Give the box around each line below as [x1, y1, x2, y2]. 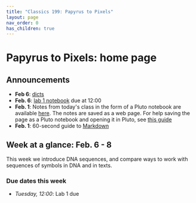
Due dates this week [6, 177, 67, 185]
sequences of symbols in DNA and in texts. [6, 162, 112, 169]
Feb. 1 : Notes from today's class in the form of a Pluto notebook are [14, 103, 181, 110]
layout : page [6, 14, 39, 20]
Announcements [6, 75, 70, 85]
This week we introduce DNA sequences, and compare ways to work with [6, 156, 188, 163]
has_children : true [6, 25, 55, 32]
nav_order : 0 [6, 20, 39, 26]
